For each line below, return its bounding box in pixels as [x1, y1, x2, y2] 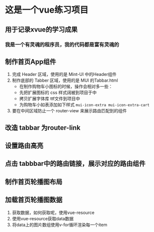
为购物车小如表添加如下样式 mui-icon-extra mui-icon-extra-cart [19, 102, 150, 107]
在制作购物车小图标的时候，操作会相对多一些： [19, 84, 113, 89]
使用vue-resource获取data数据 [12, 215, 74, 221]
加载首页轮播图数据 [5, 196, 62, 204]
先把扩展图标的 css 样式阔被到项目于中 [19, 89, 97, 95]
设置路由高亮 [5, 142, 44, 150]
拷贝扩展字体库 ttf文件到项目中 [19, 96, 80, 102]
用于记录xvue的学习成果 [5, 25, 78, 34]
